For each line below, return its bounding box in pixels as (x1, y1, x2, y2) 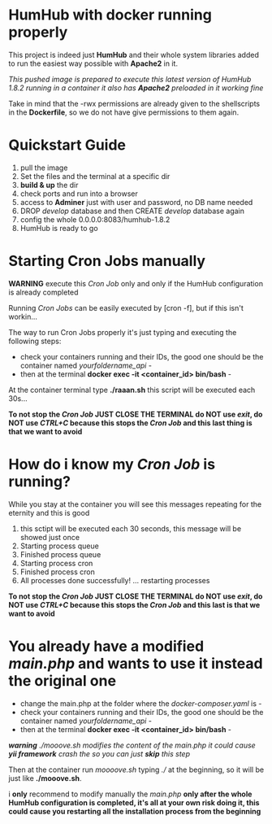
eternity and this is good (8, 508, 90, 517)
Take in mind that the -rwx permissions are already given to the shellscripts (8, 98, 261, 108)
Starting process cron (19, 558, 93, 568)
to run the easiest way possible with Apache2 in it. (8, 59, 179, 68)
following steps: (8, 336, 62, 346)
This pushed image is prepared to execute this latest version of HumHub (8, 74, 252, 84)
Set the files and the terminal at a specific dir (19, 171, 171, 181)
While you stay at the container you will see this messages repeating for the (8, 499, 262, 509)
